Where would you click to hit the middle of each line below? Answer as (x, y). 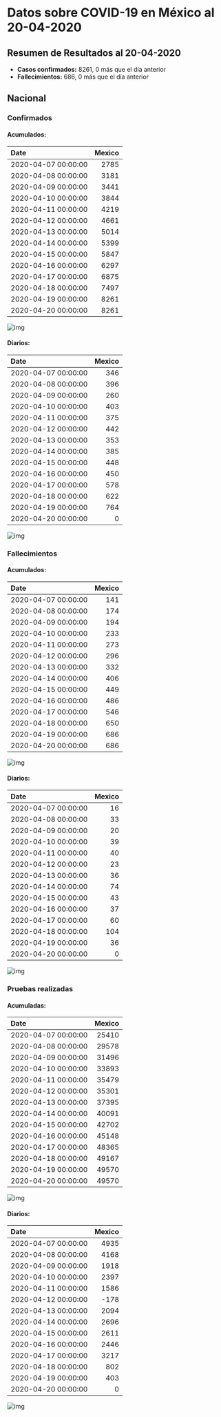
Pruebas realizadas (40, 988)
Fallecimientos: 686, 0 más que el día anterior (83, 77)
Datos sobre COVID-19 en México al (111, 13)
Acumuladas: (27, 1005)
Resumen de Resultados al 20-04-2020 (94, 53)
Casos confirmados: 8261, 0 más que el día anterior (92, 69)
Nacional (27, 98)
